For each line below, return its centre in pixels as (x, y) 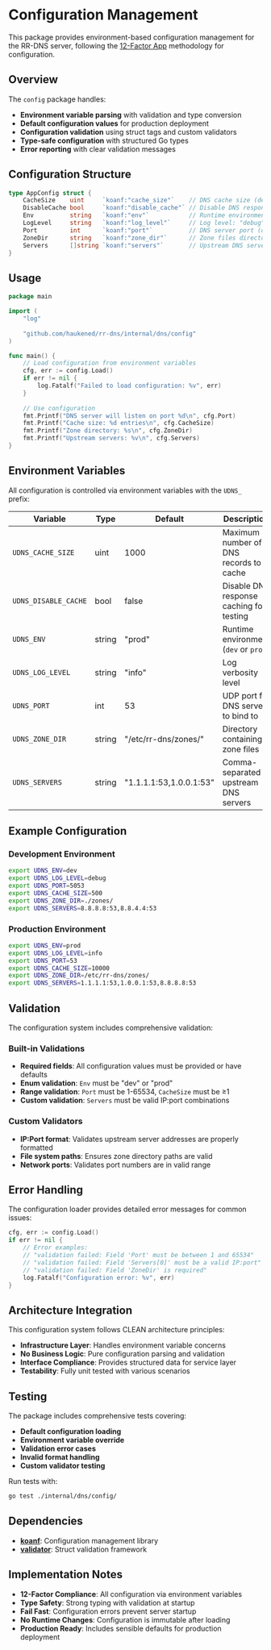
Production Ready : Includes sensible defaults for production (121, 1628)
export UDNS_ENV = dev (43, 871)
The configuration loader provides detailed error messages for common (128, 1209)
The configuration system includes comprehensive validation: (111, 1027)
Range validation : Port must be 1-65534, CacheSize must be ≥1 (125, 1092)
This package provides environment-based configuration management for (131, 37)
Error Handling (46, 1190)
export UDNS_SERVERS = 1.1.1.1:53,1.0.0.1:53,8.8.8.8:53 (102, 983)
